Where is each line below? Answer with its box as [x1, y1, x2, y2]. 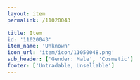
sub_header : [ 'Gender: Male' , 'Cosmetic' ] [7, 55, 134, 63]
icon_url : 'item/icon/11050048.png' [7, 49, 115, 56]
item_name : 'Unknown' [7, 43, 71, 50]
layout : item [7, 10, 46, 18]
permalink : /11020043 [7, 17, 71, 24]
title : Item [7, 29, 42, 36]
